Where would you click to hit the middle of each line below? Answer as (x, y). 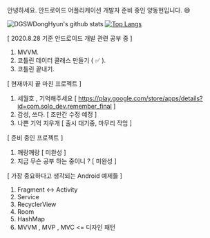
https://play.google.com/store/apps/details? (141, 98)
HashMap (31, 219)
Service (28, 197)
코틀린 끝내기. (36, 69)
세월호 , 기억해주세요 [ (47, 98)
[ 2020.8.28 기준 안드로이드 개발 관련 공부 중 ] (70, 38)
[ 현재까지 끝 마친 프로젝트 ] (44, 84)
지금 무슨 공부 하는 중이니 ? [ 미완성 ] (67, 161)
